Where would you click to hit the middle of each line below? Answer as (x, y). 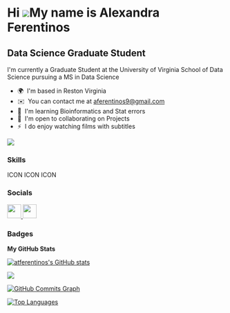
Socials (20, 193)
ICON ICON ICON (32, 175)
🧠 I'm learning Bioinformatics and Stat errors (81, 111)
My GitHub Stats (31, 249)
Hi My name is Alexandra (84, 13)
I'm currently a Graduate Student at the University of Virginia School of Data (115, 70)
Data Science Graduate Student (77, 53)
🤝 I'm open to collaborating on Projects (73, 118)
